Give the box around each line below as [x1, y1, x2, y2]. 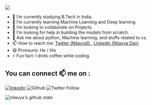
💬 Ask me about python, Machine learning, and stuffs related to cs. [12, 35, 148, 40]
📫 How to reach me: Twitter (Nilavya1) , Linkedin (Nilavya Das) [12, 40, 139, 46]
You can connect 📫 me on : [5, 69, 91, 78]
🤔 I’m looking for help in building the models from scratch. [12, 29, 129, 35]
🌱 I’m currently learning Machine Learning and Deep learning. [12, 19, 137, 25]
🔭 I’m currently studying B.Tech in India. [12, 14, 93, 20]
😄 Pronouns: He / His [12, 47, 56, 53]
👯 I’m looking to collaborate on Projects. [12, 25, 93, 30]
